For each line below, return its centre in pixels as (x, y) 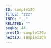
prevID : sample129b (26, 33)
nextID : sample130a (26, 38)
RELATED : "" (18, 24)
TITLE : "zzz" (19, 14)
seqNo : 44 (16, 28)
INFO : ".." (17, 19)
